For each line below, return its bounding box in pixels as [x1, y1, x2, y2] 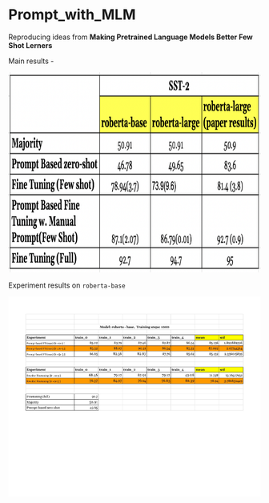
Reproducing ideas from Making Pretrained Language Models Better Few [8, 32, 254, 42]
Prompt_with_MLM [8, 6, 136, 24]
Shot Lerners [8, 40, 53, 50]
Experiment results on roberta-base [8, 280, 126, 290]
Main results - [8, 56, 54, 66]
